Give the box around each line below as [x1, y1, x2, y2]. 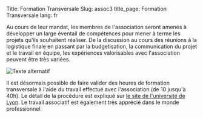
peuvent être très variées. [6, 56, 71, 63]
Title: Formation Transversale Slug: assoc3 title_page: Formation [6, 5, 167, 12]
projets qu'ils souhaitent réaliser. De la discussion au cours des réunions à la [6, 36, 197, 43]
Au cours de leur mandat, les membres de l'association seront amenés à [6, 24, 187, 30]
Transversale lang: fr [6, 12, 58, 19]
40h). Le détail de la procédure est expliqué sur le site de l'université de [6, 92, 186, 99]
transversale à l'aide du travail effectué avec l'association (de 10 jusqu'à [6, 86, 186, 93]
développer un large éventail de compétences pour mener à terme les [6, 30, 181, 37]
